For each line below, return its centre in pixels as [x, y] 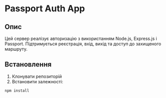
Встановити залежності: [37, 81]
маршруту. [16, 49]
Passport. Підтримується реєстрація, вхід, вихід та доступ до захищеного [83, 44]
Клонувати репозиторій [37, 76]
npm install [17, 91]
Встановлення [28, 65]
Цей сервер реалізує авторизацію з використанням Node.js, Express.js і [81, 38]
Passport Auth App [45, 9]
